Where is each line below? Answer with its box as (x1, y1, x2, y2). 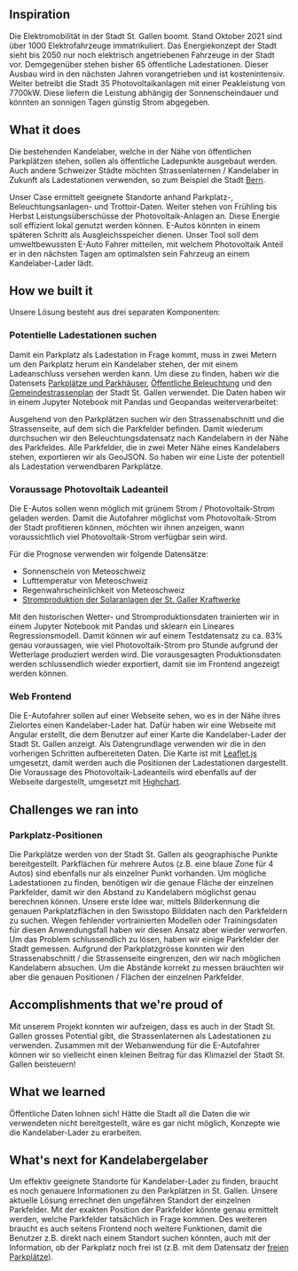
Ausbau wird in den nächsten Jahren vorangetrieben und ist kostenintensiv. (9, 68, 286, 79)
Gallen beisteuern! (9, 1059, 76, 1069)
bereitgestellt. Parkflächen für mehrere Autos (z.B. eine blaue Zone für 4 (9, 859, 274, 870)
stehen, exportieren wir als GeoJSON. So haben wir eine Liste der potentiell (9, 451, 286, 462)
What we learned (9, 1084, 106, 1100)
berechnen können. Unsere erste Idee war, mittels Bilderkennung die (9, 896, 260, 907)
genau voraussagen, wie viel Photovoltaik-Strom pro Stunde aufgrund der (9, 639, 278, 651)
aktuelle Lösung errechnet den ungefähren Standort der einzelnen (9, 1195, 251, 1206)
